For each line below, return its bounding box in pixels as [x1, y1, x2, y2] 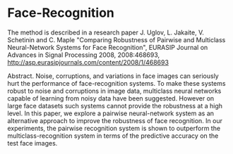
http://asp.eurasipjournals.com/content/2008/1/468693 [7, 58, 169, 66]
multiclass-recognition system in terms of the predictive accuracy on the [7, 131, 219, 140]
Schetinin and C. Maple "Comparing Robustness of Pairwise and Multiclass [7, 35, 226, 44]
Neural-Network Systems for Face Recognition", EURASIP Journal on [7, 43, 208, 51]
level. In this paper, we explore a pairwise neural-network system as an [7, 109, 214, 117]
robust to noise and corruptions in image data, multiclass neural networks [7, 86, 222, 95]
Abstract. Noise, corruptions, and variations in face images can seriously [7, 72, 219, 80]
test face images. [7, 139, 58, 147]
